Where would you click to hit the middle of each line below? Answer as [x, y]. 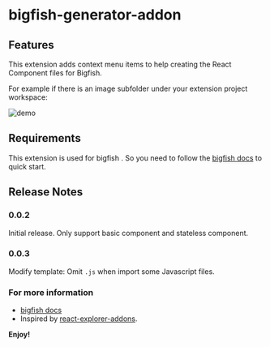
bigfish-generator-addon [95, 15]
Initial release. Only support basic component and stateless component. [129, 233]
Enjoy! [19, 335]
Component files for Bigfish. [56, 73]
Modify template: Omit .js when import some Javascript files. [111, 271]
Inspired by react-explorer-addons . [79, 319]
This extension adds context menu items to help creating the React [120, 64]
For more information [51, 292]
